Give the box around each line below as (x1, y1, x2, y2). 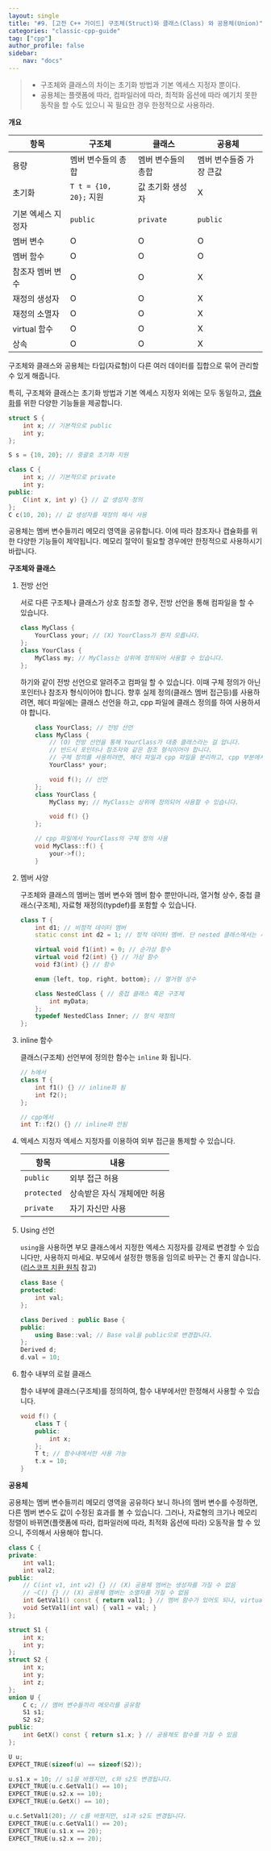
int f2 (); (35, 1090, 68, 1099)
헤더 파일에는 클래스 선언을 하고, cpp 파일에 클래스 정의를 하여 (37, 697, 233, 707)
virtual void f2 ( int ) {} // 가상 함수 (35, 953, 159, 961)
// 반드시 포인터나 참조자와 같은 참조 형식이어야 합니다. (49, 746, 213, 754)
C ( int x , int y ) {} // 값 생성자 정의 (23, 495, 144, 504)
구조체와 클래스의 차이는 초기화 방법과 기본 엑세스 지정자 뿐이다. (40, 80, 240, 90)
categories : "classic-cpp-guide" (8, 27, 121, 35)
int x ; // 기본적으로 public (23, 421, 113, 430)
